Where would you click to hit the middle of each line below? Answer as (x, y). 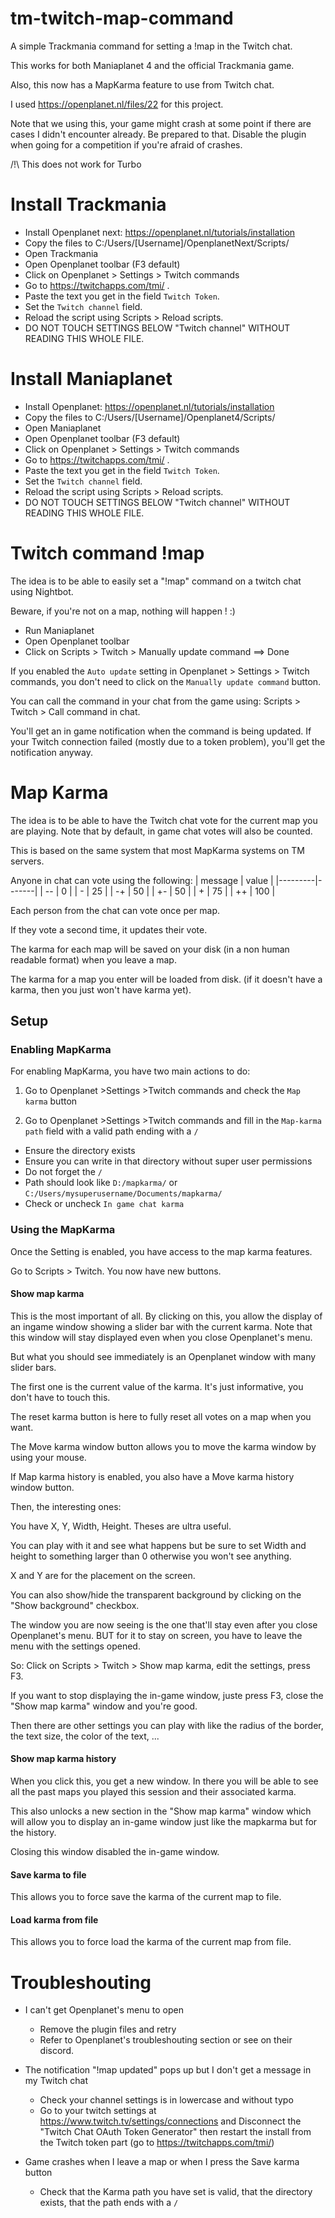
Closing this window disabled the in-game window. (115, 1852)
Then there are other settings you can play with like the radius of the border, (167, 1725)
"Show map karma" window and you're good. (104, 1706)
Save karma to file (48, 1874)
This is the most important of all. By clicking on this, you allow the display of (166, 1316)
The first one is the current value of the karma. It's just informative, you (157, 1386)
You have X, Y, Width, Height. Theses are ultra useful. (121, 1526)
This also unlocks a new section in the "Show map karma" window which (161, 1811)
